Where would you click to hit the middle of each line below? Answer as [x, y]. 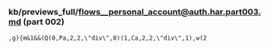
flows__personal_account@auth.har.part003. [170, 12]
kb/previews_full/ [44, 12]
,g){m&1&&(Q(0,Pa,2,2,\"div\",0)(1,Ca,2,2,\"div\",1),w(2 [108, 38]
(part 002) [44, 21]
